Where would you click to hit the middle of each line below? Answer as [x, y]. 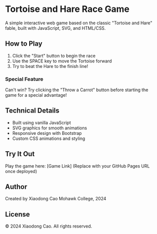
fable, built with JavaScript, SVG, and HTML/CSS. [56, 28]
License [18, 214]
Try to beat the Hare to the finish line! [50, 66]
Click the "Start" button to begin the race [54, 56]
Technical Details [32, 111]
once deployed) [21, 171]
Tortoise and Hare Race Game [67, 9]
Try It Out [20, 154]
